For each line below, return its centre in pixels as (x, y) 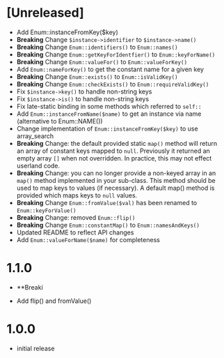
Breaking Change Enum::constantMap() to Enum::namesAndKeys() (108, 225)
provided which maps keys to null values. (77, 195)
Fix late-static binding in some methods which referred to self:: (109, 106)
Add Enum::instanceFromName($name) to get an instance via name (109, 114)
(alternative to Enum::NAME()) (59, 121)
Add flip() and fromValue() (54, 301)
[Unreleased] (45, 13)
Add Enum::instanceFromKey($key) (67, 32)
